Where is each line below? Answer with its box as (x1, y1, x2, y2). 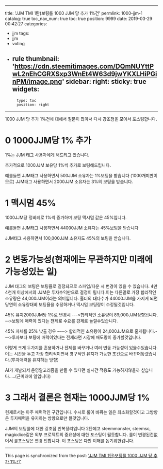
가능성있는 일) (5, 266, 57, 277)
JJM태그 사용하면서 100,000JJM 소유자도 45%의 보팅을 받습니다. (5, 235, 131, 241)
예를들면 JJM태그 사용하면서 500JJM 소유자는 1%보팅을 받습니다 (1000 (5, 172, 142, 178)
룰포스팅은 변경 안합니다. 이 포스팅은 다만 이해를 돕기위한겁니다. (14, 437, 134, 443)
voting (12, 41, 25, 46)
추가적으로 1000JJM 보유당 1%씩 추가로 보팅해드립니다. (5, 162, 111, 168)
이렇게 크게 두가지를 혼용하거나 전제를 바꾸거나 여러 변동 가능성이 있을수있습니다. (5, 344, 158, 350)
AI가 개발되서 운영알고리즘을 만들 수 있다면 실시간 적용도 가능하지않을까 (5, 367, 140, 373)
